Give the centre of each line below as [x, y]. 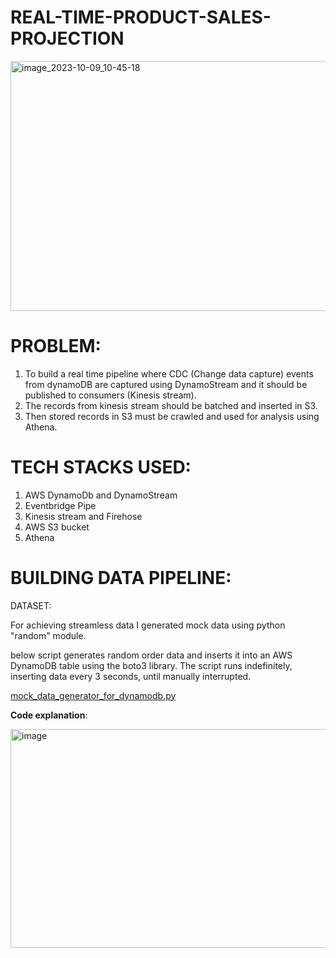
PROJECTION [67, 38]
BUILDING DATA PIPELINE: [121, 578]
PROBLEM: [56, 346]
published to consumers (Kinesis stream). [110, 395]
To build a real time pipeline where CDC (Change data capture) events [169, 373]
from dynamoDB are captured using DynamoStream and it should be [166, 384]
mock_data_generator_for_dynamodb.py [93, 695]
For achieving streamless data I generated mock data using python [148, 625]
